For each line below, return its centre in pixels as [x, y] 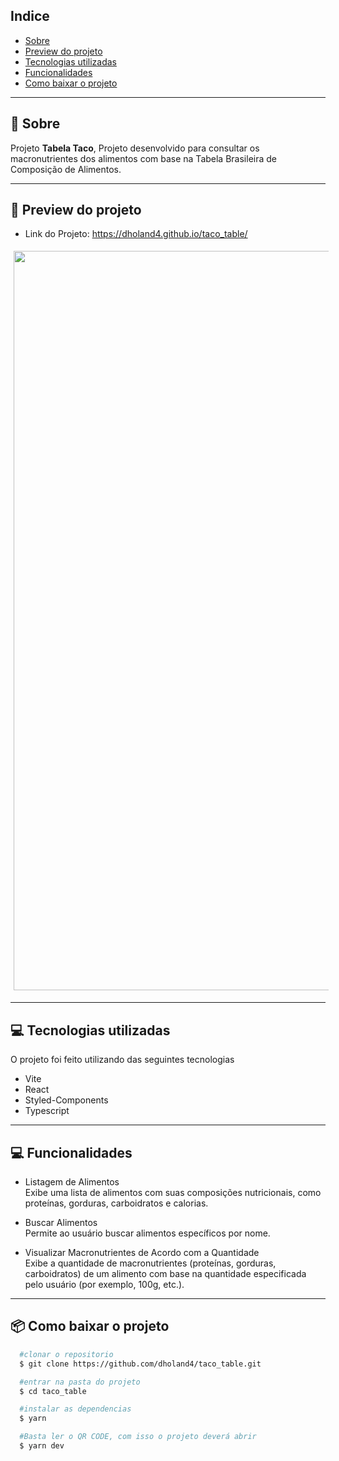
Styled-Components [66, 1100]
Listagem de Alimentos [72, 1182]
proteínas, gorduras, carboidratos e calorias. [116, 1203]
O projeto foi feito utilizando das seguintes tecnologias [122, 1060]
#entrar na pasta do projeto [80, 1382]
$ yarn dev [42, 1446]
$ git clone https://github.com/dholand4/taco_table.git [140, 1364]
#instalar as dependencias [75, 1409]
